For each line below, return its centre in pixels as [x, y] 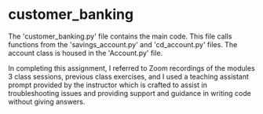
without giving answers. [47, 101]
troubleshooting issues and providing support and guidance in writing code [130, 93]
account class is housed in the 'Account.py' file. [86, 53]
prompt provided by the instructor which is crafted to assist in [108, 85]
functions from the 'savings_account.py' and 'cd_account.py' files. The [123, 44]
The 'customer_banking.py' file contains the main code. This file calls [120, 36]
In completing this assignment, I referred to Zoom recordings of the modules [131, 68]
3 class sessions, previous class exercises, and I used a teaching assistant [129, 76]
